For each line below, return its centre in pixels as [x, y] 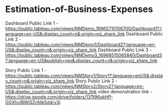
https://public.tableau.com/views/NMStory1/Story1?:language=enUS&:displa [84, 75]
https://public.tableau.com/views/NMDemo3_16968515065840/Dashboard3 [84, 55]
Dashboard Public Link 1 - [32, 23]
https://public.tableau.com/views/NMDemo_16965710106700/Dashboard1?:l [83, 28]
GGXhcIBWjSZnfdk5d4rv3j [33, 102]
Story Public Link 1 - [26, 70]
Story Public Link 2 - [96, 81]
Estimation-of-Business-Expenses [79, 9]
